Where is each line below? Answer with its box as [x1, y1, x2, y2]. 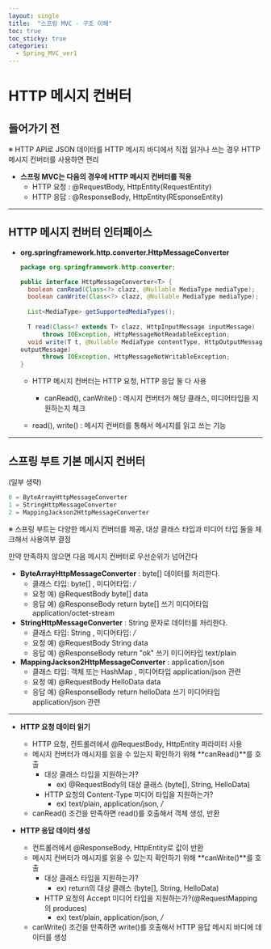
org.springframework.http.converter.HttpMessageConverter [19, 248, 230, 257]
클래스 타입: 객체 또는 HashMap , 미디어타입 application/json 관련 [31, 667, 242, 676]
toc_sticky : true [8, 34, 67, 43]
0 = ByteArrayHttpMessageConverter [8, 494, 128, 502]
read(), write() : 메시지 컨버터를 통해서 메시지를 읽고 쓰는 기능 [31, 421, 227, 430]
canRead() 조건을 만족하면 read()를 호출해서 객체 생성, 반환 [31, 808, 220, 818]
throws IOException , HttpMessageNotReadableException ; [41, 330, 231, 338]
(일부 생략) [8, 477, 42, 486]
